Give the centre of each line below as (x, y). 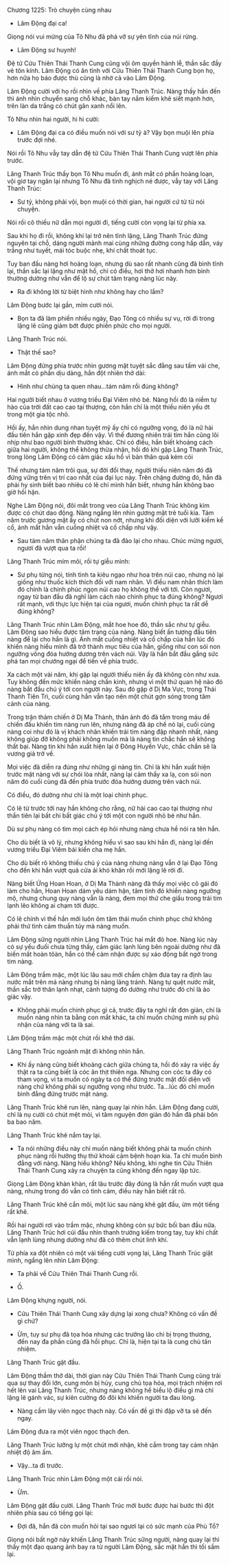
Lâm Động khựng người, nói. (47, 1300)
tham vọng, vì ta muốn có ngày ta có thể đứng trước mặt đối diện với (114, 1079)
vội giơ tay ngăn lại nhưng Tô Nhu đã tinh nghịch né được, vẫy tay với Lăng (113, 181)
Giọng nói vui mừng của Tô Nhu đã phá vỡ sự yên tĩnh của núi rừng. (103, 36)
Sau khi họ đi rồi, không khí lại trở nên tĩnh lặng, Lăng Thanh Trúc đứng (107, 236)
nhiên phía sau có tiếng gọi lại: (50, 1513)
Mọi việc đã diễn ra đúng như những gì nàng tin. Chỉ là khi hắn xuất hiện (109, 767)
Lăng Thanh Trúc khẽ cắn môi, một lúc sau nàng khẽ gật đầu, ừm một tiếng (113, 1204)
